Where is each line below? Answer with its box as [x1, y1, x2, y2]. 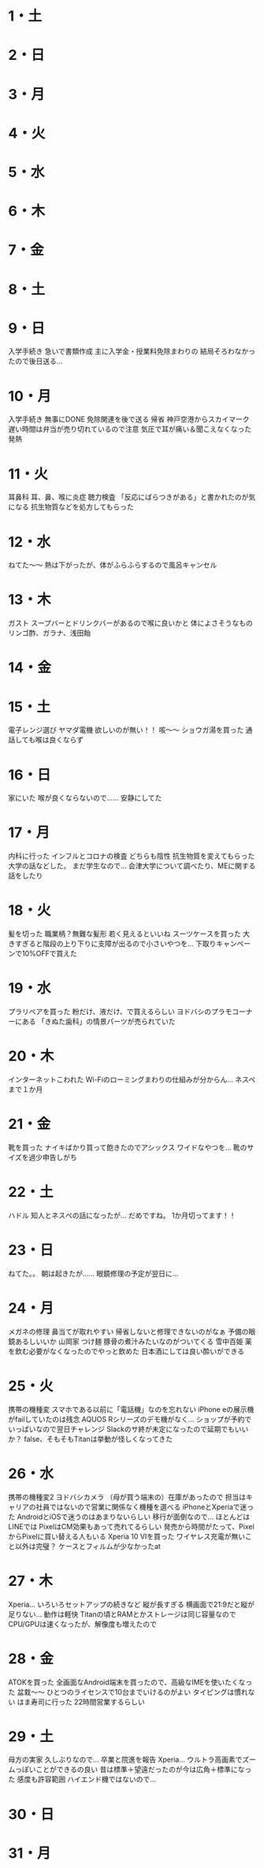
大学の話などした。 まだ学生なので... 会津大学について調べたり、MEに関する [8, 861, 256, 871]
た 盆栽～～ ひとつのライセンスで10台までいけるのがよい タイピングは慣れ [8, 1687, 248, 1696]
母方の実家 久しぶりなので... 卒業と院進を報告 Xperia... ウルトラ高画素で [8, 1755, 243, 1765]
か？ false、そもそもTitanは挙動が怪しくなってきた [8, 1434, 173, 1443]
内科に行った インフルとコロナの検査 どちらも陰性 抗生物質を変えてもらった [8, 852, 255, 861]
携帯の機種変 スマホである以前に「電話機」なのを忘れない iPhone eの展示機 [8, 1404, 255, 1414]
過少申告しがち [28, 1152, 77, 1162]
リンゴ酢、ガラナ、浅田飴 [8, 628, 91, 638]
